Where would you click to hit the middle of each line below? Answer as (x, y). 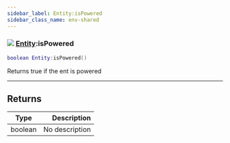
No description (67, 129)
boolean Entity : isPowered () (47, 58)
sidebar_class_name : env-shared (53, 20)
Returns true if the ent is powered (54, 71)
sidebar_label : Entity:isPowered (55, 13)
